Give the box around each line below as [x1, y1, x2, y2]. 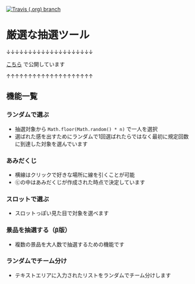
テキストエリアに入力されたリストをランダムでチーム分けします [14, 271, 171, 279]
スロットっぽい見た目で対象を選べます [14, 210, 109, 217]
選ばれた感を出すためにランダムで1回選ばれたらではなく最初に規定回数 [14, 133, 189, 140]
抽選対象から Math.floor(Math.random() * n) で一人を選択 [14, 125, 158, 132]
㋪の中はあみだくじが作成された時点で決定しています [14, 179, 146, 186]
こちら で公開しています [6, 60, 65, 68]
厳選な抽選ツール [6, 29, 90, 42]
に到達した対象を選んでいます [14, 140, 88, 147]
